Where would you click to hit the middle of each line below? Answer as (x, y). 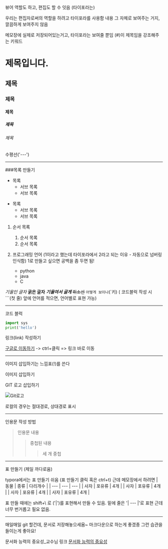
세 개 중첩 (52, 454)
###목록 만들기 (20, 170)
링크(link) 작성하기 (23, 338)
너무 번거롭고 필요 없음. (28, 509)
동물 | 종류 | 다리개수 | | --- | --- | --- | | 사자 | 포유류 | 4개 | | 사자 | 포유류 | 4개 (83, 486)
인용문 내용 (28, 433)
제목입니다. (27, 63)
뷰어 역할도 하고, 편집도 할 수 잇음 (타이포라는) (50, 7)
